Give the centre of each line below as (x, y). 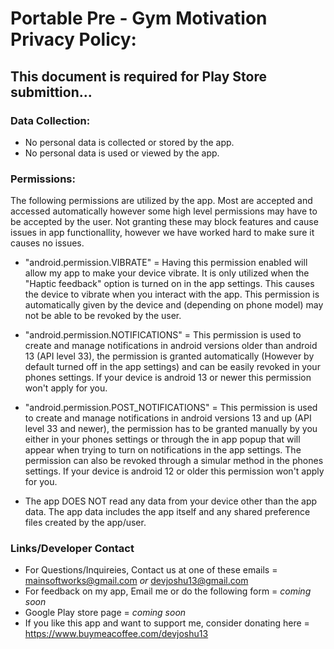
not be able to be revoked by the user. (103, 316)
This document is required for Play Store (138, 76)
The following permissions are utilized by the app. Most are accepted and (161, 201)
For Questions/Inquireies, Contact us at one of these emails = (151, 570)
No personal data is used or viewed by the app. (122, 153)
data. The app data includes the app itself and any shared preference (167, 512)
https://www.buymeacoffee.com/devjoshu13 (116, 634)
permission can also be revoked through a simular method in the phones (174, 461)
